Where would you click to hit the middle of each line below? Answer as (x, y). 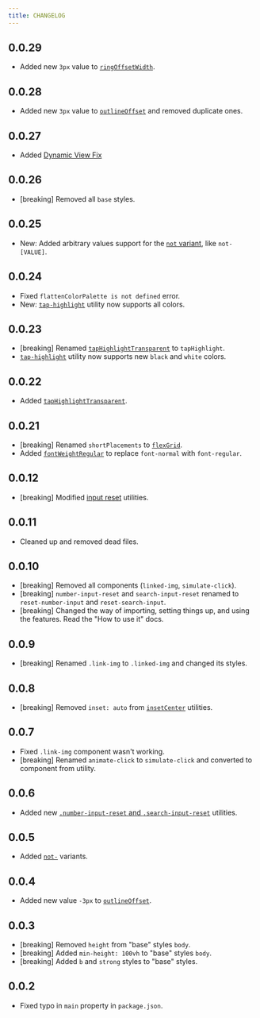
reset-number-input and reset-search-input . (93, 602)
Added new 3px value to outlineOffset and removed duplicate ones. (131, 111)
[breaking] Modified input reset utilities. (84, 497)
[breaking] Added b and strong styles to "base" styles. (109, 962)
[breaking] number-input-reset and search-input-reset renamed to (129, 594)
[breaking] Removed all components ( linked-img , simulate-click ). (128, 585)
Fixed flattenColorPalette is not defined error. (100, 295)
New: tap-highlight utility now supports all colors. (102, 304)
